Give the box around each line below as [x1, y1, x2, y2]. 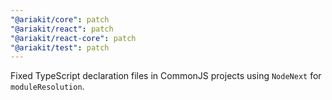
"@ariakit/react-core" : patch [10, 33, 137, 43]
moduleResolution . [10, 81, 85, 93]
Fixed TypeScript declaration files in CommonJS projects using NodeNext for [10, 70, 322, 82]
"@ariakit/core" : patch [10, 14, 110, 25]
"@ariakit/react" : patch [10, 24, 114, 34]
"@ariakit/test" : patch [10, 42, 110, 53]
